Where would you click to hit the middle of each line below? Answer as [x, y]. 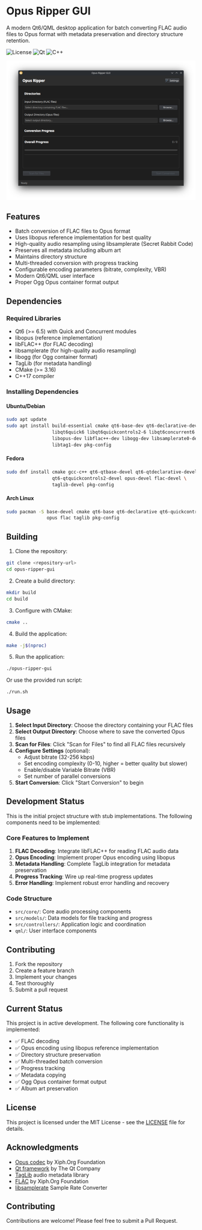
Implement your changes [46, 977]
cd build [17, 599]
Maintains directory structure [51, 257]
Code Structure [29, 898]
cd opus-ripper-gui [31, 569]
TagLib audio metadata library [52, 1175]
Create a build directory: [45, 581]
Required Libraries [34, 318]
